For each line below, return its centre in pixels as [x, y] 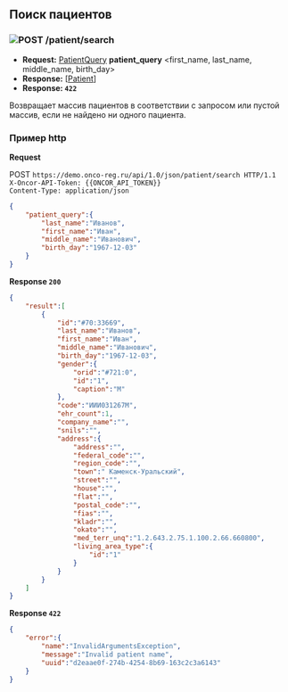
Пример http [38, 137]
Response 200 [35, 281]
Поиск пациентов [61, 15]
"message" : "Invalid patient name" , [107, 655]
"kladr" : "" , [95, 522]
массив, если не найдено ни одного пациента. [98, 114]
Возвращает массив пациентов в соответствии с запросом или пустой [144, 105]
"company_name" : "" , [93, 423]
